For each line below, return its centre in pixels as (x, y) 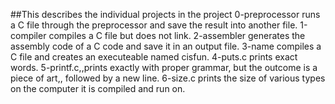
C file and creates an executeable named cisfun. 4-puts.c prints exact (154, 57)
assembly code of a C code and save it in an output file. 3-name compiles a (166, 46)
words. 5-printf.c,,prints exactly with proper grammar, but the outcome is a (164, 67)
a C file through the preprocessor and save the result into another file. (154, 25)
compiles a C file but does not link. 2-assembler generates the (177, 35)
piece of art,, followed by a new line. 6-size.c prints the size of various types (168, 78)
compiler (28, 35)
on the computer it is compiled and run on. (98, 88)
